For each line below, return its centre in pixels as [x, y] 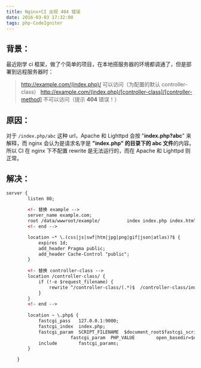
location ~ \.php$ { [53, 315]
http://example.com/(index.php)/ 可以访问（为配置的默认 [90, 85]
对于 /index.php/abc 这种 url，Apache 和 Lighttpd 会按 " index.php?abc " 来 [99, 136]
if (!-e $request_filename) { [76, 282]
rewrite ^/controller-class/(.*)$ [92, 287]
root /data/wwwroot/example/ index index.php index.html [112, 221]
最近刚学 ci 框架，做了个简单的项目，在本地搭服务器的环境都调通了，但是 [96, 64]
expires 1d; [53, 243]
